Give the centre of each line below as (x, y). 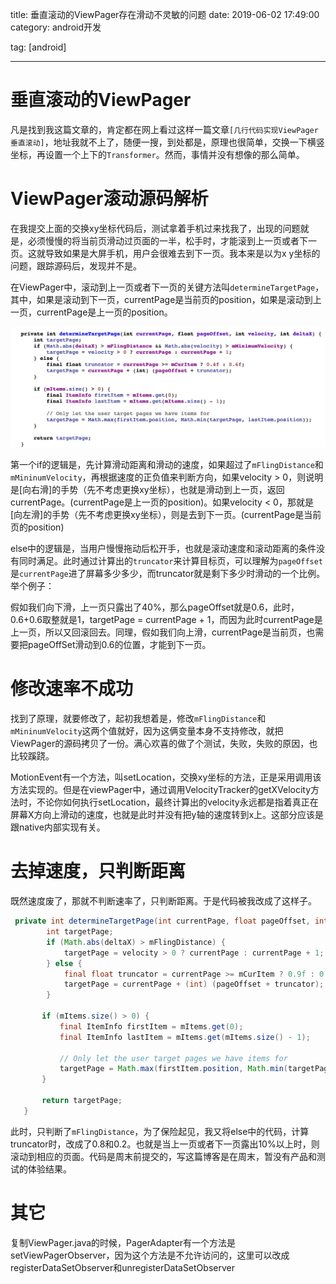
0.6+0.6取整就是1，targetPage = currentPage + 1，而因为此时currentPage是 (166, 620)
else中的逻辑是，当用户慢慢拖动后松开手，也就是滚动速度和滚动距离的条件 (163, 549)
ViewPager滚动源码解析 (109, 199)
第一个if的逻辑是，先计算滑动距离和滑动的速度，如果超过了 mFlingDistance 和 (167, 465)
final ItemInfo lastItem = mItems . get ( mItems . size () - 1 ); (185, 1037)
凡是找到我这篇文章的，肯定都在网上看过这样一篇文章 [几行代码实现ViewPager (164, 129)
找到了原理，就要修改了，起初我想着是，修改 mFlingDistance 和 (138, 719)
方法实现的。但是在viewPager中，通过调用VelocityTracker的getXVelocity (161, 790)
